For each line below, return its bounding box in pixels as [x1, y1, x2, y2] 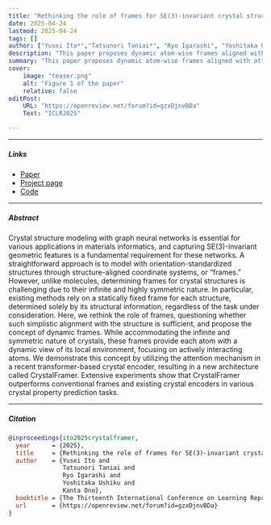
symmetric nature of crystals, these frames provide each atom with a [8, 336, 238, 346]
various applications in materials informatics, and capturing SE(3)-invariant [8, 241, 257, 251]
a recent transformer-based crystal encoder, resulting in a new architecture [8, 361, 260, 372]
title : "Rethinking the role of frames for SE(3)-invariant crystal [8, 11, 244, 20]
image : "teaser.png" [23, 72, 92, 80]
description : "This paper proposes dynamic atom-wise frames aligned [8, 49, 248, 57]
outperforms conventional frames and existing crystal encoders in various [8, 379, 254, 388]
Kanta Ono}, [62, 486, 103, 495]
